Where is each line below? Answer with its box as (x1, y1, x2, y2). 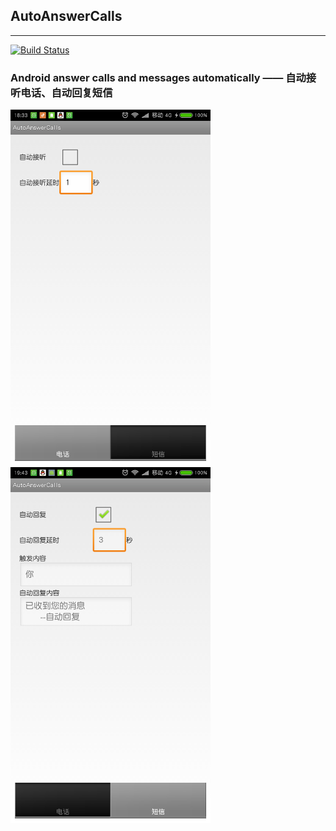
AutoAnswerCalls (10, 8, 123, 25)
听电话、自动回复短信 (10, 85, 113, 99)
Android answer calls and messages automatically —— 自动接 (10, 70, 317, 84)
